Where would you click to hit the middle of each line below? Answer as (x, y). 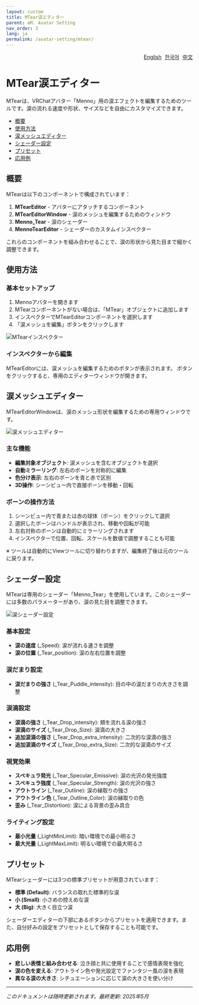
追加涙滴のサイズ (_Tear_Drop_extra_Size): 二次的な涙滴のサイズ (93, 744)
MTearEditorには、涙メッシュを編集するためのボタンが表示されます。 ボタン (99, 368)
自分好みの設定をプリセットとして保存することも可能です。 (89, 927)
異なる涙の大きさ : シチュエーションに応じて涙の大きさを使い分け (94, 978)
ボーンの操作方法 (31, 502)
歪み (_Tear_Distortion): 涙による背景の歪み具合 (72, 805)
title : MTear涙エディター (35, 17)
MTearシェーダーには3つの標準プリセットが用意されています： (83, 880)
